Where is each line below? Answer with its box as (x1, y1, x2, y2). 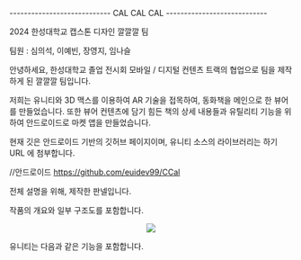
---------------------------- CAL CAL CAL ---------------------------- (9, 8, 268, 18)
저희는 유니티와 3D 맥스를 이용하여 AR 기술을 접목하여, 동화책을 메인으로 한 (9, 94, 272, 105)
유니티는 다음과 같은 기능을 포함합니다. (9, 241, 144, 251)
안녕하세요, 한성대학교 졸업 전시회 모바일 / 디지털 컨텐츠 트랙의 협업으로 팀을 (9, 65, 276, 75)
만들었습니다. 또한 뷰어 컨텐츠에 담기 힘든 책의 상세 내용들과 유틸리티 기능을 (18, 106, 283, 116)
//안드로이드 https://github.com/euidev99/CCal (9, 166, 181, 177)
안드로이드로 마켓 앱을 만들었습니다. (25, 117, 151, 128)
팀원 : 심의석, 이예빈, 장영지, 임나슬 (9, 45, 132, 56)
